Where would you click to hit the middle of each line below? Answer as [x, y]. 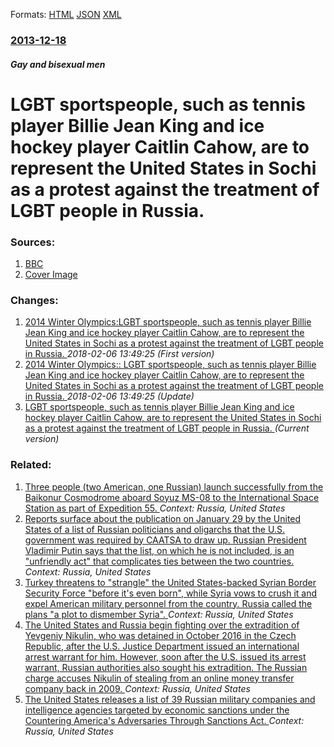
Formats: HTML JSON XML [66, 14]
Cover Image [51, 274]
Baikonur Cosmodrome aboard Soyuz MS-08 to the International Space [172, 497]
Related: [31, 465]
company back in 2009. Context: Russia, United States [137, 688]
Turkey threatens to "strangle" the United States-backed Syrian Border [170, 582]
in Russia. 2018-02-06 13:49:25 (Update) [109, 396]
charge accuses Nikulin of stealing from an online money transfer [159, 678]
